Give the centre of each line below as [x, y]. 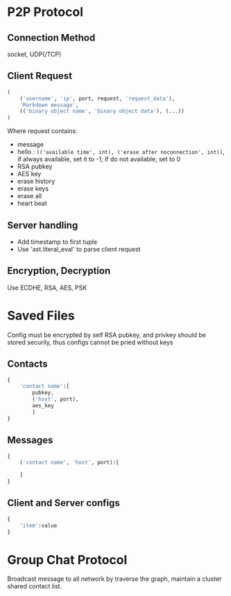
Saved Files [41, 315]
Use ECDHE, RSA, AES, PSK [47, 288]
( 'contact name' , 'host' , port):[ [69, 463]
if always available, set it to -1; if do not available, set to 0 [99, 159]
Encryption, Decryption [59, 271]
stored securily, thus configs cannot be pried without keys [90, 342]
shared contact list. [35, 586]
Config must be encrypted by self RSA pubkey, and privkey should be [107, 335]
